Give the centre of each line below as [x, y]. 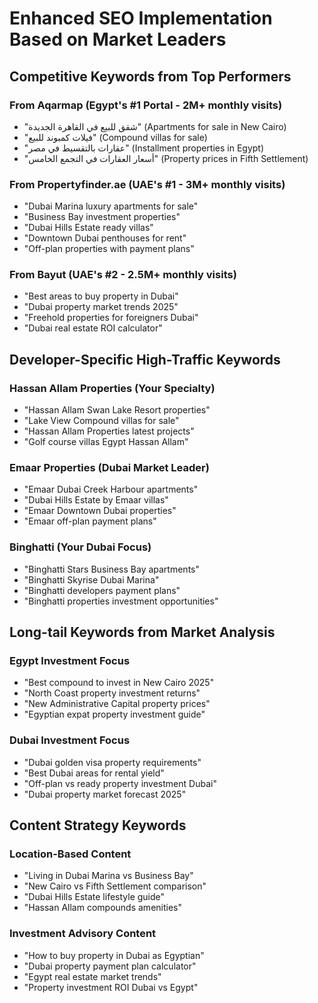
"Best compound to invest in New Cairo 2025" [119, 683]
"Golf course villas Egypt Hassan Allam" [106, 442]
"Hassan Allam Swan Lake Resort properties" [117, 410]
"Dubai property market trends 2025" [101, 307]
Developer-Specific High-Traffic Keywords [145, 359]
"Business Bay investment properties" [102, 217]
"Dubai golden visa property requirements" [112, 762]
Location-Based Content [70, 854]
